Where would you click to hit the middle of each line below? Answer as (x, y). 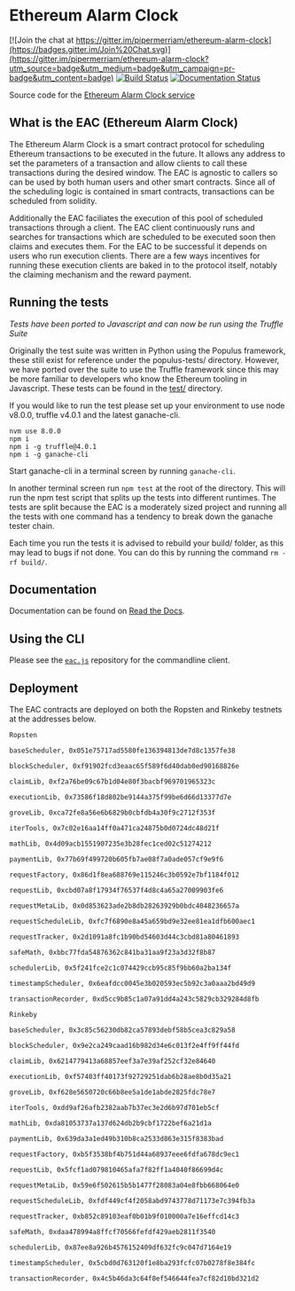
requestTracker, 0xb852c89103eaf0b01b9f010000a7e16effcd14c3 (124, 1216)
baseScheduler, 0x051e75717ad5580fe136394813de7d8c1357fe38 (123, 751)
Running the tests (59, 303)
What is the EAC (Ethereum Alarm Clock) (124, 123)
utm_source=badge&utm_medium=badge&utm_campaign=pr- (122, 68)
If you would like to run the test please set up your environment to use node (147, 405)
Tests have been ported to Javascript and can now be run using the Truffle (146, 324)
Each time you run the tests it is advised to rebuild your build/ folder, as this (147, 543)
